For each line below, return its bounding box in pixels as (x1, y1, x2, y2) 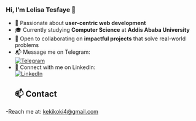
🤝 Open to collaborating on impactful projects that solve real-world (14, 35, 186, 42)
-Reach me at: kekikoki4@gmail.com (6, 108, 99, 116)
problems (14, 42, 39, 49)
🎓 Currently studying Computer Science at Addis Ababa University (14, 26, 190, 34)
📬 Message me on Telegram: (14, 48, 90, 56)
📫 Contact (14, 89, 57, 99)
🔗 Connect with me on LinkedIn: (14, 64, 96, 71)
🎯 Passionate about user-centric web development (14, 20, 146, 27)
